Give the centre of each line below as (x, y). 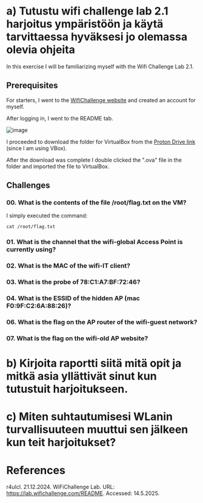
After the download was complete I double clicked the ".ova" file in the (94, 160)
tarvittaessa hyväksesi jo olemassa (97, 37)
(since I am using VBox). (37, 148)
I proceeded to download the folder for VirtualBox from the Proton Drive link (101, 142)
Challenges (28, 186)
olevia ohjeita (41, 50)
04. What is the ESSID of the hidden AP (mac (73, 298)
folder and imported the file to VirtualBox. (58, 166)
